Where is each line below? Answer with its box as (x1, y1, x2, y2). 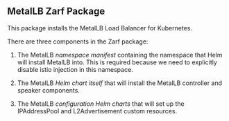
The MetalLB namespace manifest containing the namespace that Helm (17, 50, 223, 59)
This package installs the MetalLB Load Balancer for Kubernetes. (7, 24, 193, 32)
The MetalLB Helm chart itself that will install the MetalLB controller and (17, 79, 223, 87)
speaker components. (17, 86, 80, 94)
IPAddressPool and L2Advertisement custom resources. (17, 106, 178, 115)
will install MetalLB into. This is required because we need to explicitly (17, 58, 217, 66)
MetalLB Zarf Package (7, 6, 105, 17)
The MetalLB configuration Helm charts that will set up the (17, 100, 185, 108)
